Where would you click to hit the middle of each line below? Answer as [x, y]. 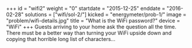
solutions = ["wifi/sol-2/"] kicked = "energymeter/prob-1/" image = [105, 14]
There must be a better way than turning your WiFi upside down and [89, 33]
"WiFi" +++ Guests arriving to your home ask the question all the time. [91, 27]
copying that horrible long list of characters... [61, 39]
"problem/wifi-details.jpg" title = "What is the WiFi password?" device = [93, 21]
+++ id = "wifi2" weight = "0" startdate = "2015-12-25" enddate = [86, 8]
